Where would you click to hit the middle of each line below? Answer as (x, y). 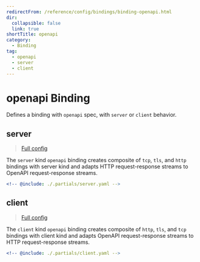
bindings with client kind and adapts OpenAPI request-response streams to (100, 235)
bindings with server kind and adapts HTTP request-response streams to (97, 166)
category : (19, 40)
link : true (25, 29)
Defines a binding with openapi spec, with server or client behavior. (92, 115)
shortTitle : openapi (32, 34)
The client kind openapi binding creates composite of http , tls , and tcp (96, 229)
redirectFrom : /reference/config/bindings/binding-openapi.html (89, 12)
